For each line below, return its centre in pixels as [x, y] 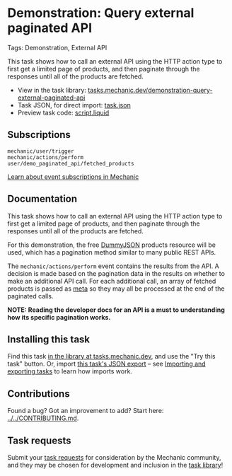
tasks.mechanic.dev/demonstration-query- [150, 90]
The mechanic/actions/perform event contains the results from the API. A [113, 266]
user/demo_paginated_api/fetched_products [71, 163]
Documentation [42, 199]
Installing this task [49, 339]
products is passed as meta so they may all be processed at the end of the [116, 289]
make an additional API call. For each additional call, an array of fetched [112, 281]
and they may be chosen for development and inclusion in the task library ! [115, 465]
